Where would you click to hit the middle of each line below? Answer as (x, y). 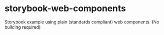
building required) (23, 27)
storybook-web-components (65, 9)
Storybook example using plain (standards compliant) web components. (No (82, 22)
